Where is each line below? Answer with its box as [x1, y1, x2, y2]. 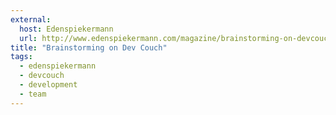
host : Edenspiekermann [19, 24, 114, 34]
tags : [10, 52, 33, 62]
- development [19, 80, 78, 90]
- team [19, 89, 47, 99]
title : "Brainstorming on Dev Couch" [10, 42, 168, 53]
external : [10, 14, 52, 25]
